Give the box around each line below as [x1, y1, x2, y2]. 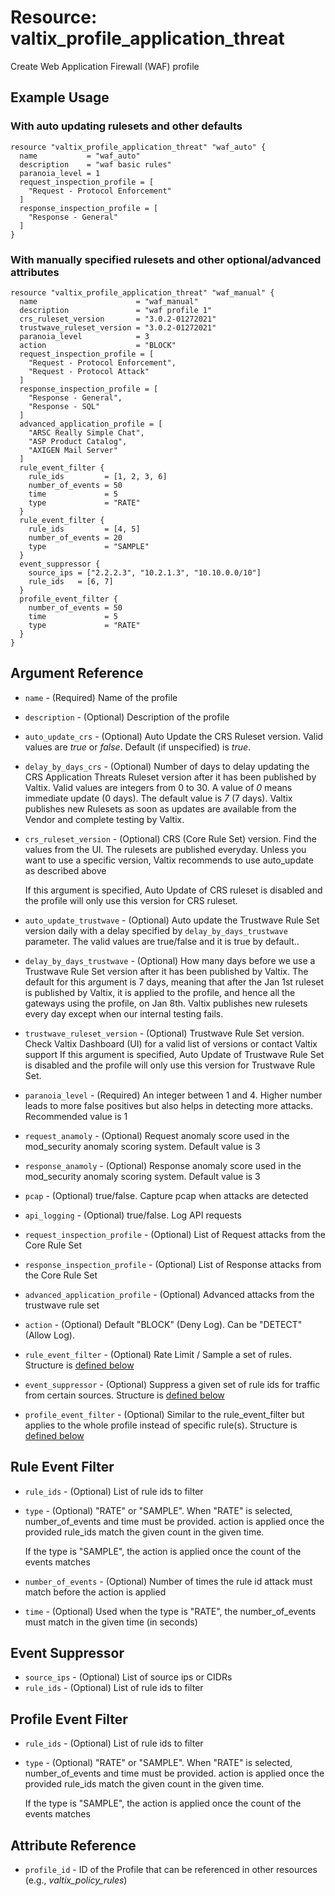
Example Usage [10, 89, 110, 106]
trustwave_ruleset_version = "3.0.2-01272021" [19, 322, 217, 333]
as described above [24, 864, 107, 876]
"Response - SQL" [28, 401, 101, 411]
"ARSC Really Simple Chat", [28, 427, 145, 438]
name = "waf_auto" [19, 151, 141, 161]
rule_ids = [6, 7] [28, 576, 114, 586]
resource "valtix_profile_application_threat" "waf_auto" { [10, 142, 267, 152]
